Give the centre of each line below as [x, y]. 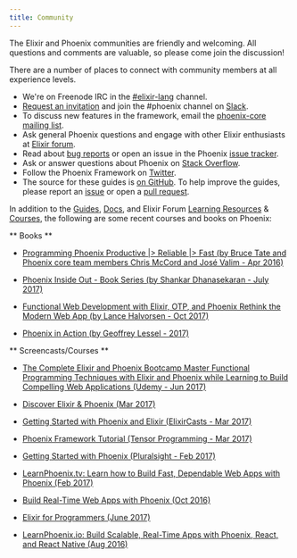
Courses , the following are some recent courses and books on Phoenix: [140, 218]
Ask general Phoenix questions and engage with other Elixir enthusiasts [153, 134]
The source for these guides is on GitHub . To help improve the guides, [151, 182]
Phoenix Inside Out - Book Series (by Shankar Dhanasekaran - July [145, 279]
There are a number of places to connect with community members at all [143, 70]
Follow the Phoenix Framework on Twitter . [99, 172]
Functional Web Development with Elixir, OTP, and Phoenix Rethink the [151, 306]
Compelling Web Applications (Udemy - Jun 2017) [114, 387]
